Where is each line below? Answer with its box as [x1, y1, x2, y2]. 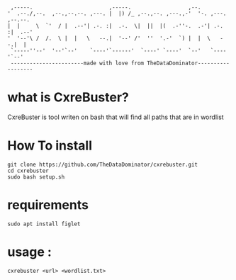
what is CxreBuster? [7, 89, 129, 106]
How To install [7, 138, 92, 154]
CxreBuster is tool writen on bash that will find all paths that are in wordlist [7, 113, 225, 121]
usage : [7, 244, 52, 259]
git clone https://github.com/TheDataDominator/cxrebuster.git [7, 161, 198, 168]
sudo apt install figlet [7, 220, 81, 228]
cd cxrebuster [7, 167, 50, 174]
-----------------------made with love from [10, 60, 144, 67]
